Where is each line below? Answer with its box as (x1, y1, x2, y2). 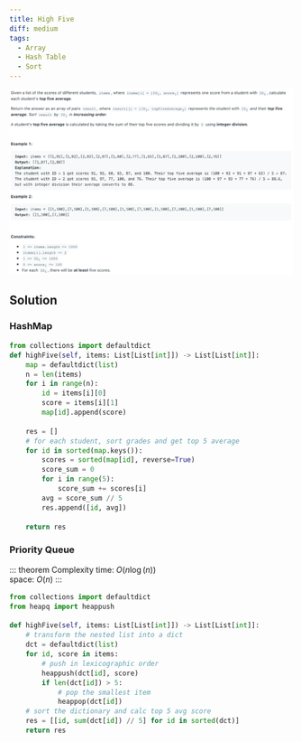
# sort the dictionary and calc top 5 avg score (25, 707, 212, 716)
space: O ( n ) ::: (9, 574, 63, 585)
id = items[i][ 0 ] (41, 389, 106, 398)
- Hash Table (17, 52, 67, 62)
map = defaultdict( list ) (25, 360, 119, 370)
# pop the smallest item (57, 688, 151, 697)
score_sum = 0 (41, 465, 95, 474)
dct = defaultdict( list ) (25, 640, 119, 650)
